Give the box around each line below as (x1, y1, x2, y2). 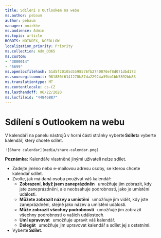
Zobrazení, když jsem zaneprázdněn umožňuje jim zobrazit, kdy (19, 181, 152, 187)
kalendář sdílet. (12, 170, 43, 177)
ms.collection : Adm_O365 (5, 49, 55, 53)
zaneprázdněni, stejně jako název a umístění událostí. (19, 202, 126, 207)
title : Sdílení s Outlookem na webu (5, 8, 79, 13)
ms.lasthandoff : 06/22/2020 (5, 90, 62, 95)
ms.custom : (5, 54, 27, 59)
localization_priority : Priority (5, 44, 73, 49)
